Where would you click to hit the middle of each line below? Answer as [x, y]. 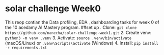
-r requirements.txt [26, 48]
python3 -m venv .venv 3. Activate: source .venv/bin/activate [68, 38]
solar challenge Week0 [53, 9]
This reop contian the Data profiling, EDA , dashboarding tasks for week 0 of [82, 22]
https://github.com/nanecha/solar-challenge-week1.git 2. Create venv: [78, 32]
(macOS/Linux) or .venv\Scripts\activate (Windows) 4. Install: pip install [82, 43]
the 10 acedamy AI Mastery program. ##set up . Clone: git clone [71, 27]
